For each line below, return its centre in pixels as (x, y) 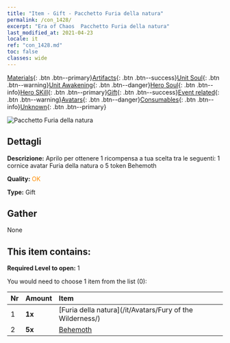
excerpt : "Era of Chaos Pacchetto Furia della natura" (88, 26)
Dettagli (24, 142)
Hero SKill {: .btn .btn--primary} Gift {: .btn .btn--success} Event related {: (120, 92)
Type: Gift (21, 192)
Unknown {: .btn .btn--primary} (63, 106)
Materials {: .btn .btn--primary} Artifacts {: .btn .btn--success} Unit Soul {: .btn (114, 78)
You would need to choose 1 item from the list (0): (77, 281)
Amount (39, 298)
